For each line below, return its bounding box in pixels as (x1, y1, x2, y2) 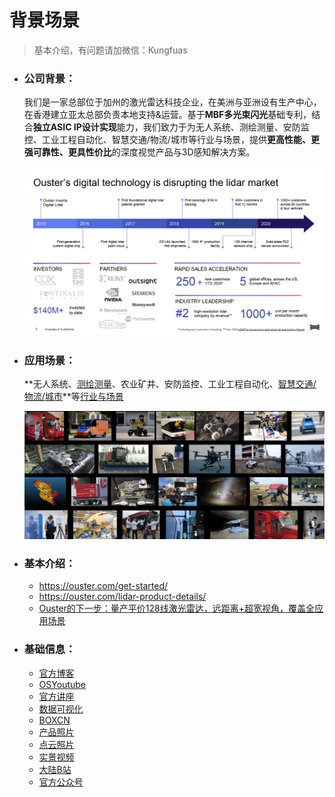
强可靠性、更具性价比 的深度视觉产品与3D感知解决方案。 (23, 146, 256, 158)
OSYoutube (38, 678, 86, 690)
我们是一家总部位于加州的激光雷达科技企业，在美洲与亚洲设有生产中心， (23, 96, 322, 108)
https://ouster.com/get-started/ (38, 580, 169, 592)
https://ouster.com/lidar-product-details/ (38, 591, 207, 603)
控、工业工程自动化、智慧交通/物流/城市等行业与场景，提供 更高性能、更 (23, 134, 320, 146)
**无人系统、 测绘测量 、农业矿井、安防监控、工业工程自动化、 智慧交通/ (23, 378, 317, 390)
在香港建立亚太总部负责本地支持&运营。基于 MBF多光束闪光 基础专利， (23, 109, 312, 121)
